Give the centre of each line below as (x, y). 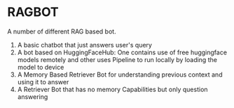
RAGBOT (33, 12)
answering (33, 97)
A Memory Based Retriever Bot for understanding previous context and (120, 75)
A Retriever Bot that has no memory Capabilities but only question (112, 89)
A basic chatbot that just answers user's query (85, 45)
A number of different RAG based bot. (62, 31)
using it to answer (43, 82)
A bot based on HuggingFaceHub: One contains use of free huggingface (122, 52)
